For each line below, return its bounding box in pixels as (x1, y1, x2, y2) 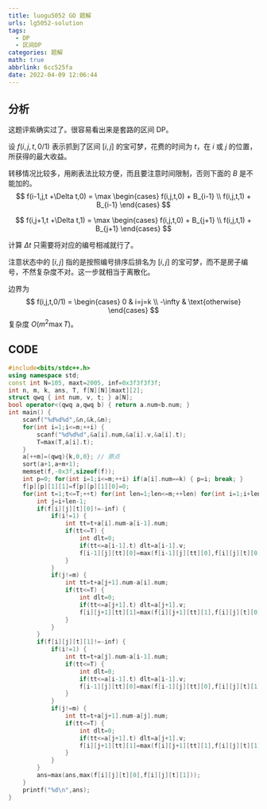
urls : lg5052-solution (8, 19, 83, 27)
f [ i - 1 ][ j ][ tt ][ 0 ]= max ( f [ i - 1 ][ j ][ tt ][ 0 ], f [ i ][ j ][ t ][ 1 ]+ (79, 682, 265, 690)
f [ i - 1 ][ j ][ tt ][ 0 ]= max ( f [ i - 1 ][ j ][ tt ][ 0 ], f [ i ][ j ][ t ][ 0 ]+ (79, 549, 265, 557)
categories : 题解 (8, 49, 64, 57)
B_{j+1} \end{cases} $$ (95, 224, 172, 233)
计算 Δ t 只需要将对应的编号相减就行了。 (8, 240, 138, 250)
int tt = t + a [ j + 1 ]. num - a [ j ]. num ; (64, 712, 169, 721)
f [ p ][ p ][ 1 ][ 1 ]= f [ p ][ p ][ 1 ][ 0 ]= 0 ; (22, 483, 130, 490)
